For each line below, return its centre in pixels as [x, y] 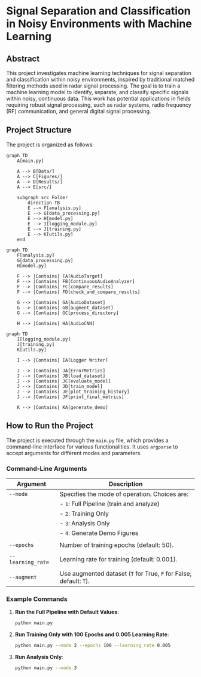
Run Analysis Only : [39, 657]
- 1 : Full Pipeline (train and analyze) [109, 504]
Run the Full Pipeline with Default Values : [67, 612]
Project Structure [39, 130]
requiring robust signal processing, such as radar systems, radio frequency [99, 105]
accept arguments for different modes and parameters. [74, 453]
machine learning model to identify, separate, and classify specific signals [98, 92]
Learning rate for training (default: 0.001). [118, 559]
